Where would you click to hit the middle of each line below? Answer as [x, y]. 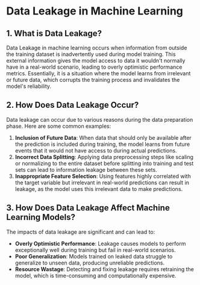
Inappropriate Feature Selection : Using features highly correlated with [103, 176]
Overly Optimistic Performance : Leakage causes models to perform [100, 243]
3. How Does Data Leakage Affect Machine [88, 208]
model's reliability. [29, 86]
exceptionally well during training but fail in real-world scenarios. [95, 250]
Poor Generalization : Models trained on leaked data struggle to [94, 256]
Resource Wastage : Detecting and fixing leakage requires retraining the [104, 269]
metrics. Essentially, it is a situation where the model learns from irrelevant [98, 73]
